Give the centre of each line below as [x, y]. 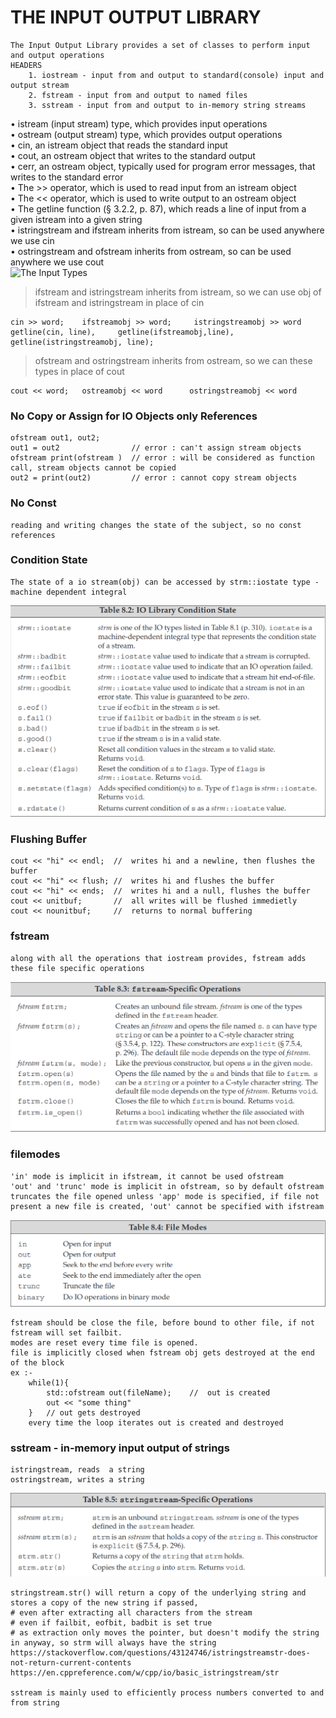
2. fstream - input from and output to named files [138, 95]
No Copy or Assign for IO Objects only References [134, 416]
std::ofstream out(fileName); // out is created [158, 1392]
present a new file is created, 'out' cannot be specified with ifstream [167, 1206]
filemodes [35, 1154]
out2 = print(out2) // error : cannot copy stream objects [154, 478]
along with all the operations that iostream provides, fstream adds [158, 958]
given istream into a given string [76, 219]
